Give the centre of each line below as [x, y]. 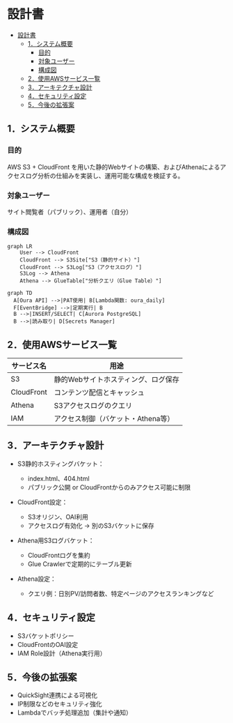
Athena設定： [37, 579]
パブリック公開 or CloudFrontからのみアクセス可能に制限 [109, 487]
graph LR [20, 247]
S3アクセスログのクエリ [93, 406]
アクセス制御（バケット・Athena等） [114, 419]
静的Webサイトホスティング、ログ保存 [116, 379]
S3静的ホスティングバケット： [61, 464]
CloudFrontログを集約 [59, 555]
